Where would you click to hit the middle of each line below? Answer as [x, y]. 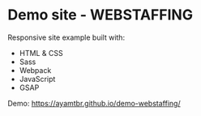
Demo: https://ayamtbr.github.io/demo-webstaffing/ [94, 103]
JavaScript [37, 79]
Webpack [35, 70]
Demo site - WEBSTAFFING [100, 15]
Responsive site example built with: [66, 37]
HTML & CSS [41, 53]
